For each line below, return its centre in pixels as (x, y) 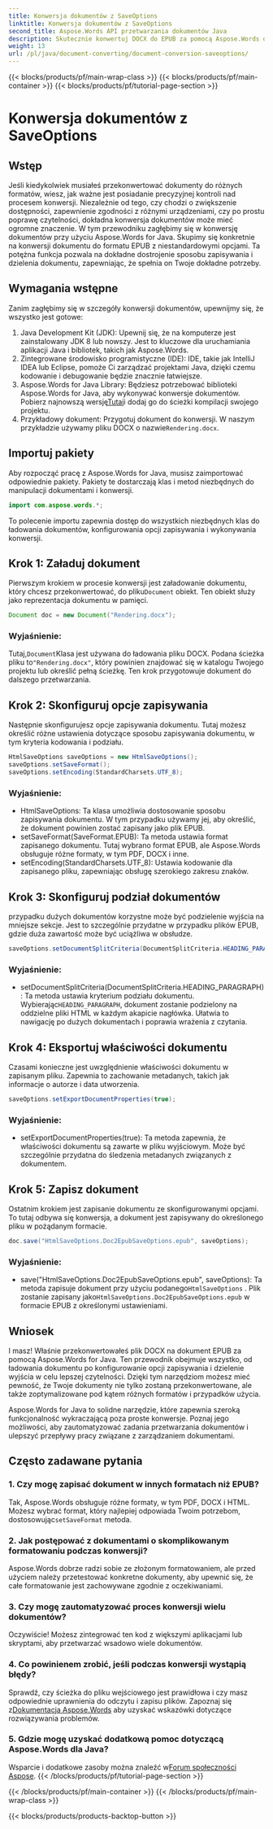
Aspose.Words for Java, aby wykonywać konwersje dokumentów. (130, 393)
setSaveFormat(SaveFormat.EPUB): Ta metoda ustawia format (124, 837)
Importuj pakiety (52, 454)
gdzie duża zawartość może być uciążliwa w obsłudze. (101, 934)
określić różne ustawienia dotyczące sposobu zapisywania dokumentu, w (132, 734)
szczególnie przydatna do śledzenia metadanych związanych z (126, 1155)
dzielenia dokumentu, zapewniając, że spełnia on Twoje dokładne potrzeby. (135, 263)
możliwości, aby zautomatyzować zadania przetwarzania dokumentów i (129, 1427)
